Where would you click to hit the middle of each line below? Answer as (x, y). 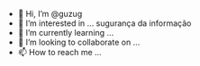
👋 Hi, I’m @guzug (50, 14)
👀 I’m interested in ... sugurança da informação (105, 23)
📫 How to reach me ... (59, 52)
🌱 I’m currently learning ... (66, 33)
